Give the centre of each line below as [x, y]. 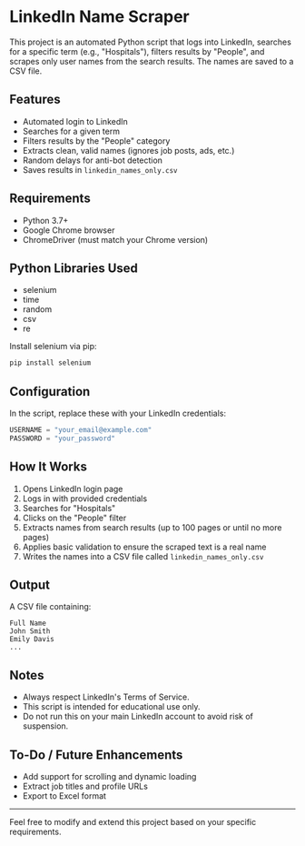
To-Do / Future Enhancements [96, 755]
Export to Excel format [64, 796]
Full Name [28, 624]
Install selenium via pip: [53, 347]
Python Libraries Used [74, 268]
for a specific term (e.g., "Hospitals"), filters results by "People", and [137, 51]
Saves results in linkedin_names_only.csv [100, 169]
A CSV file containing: [50, 607]
